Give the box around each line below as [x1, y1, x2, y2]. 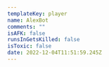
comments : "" [7, 23, 46, 30]
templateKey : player [7, 10, 68, 17]
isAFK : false [7, 29, 46, 37]
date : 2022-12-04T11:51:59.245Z [7, 50, 102, 57]
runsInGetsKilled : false [7, 36, 80, 43]
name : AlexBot [7, 17, 49, 24]
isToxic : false [7, 43, 52, 50]
